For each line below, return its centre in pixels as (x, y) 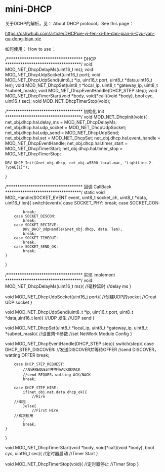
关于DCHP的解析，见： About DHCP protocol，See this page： (69, 23)
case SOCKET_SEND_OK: (36, 247)
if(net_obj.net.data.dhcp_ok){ (55, 392)
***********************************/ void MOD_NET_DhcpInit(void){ (76, 117)
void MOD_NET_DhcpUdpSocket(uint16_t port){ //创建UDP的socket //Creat (81, 297)
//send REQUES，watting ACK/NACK (57, 375)
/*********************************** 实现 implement (60, 274)
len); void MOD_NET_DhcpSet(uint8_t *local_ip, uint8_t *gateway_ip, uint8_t (82, 85)
